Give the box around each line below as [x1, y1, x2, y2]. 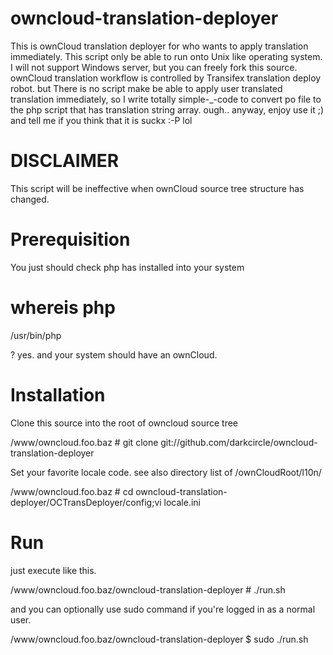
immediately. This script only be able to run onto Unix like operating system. [10, 50, 323, 62]
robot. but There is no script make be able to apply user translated [10, 82, 283, 94]
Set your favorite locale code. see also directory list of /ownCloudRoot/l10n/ [10, 466, 322, 478]
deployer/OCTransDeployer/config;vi [10, 496, 162, 508]
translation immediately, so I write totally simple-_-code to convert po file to [10, 93, 322, 105]
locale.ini [163, 496, 202, 508]
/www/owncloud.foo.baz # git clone [10, 436, 159, 448]
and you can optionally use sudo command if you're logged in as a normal [10, 603, 316, 615]
